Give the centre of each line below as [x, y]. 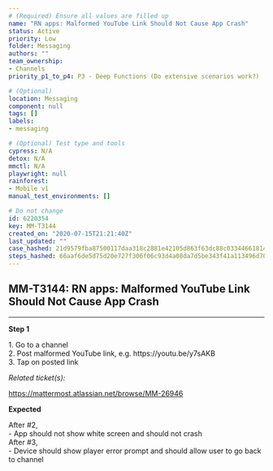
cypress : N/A [30, 151]
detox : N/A [27, 158]
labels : [22, 121]
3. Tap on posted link [43, 361]
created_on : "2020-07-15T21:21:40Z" [70, 233]
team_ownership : [36, 62]
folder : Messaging [39, 46]
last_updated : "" [38, 241]
